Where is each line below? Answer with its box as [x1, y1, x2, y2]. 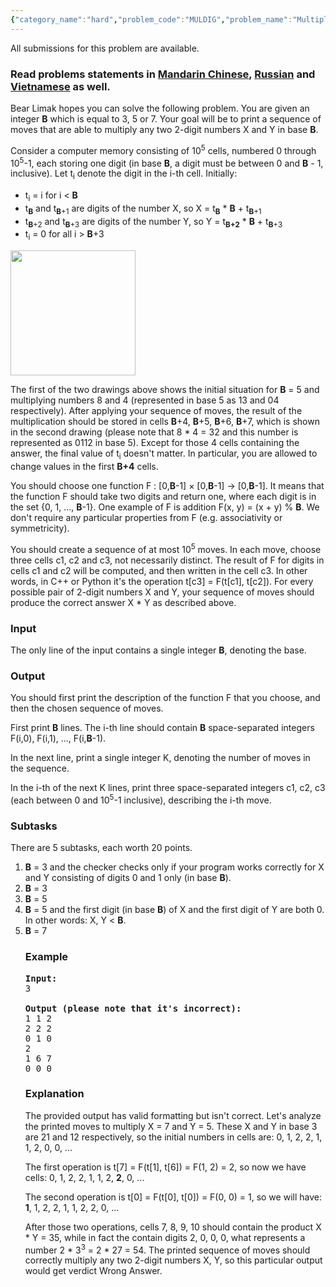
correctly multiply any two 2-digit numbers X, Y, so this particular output [24, 1254, 323, 1266]
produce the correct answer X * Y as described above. [10, 596, 237, 608]
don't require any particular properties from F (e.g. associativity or [10, 512, 283, 524]
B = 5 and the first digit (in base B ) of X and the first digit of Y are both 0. [24, 904, 325, 916]
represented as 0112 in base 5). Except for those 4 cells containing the [10, 437, 300, 449]
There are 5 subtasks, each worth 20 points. [10, 842, 193, 854]
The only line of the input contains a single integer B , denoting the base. [10, 644, 307, 656]
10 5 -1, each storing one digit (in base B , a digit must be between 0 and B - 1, [10, 155, 324, 169]
